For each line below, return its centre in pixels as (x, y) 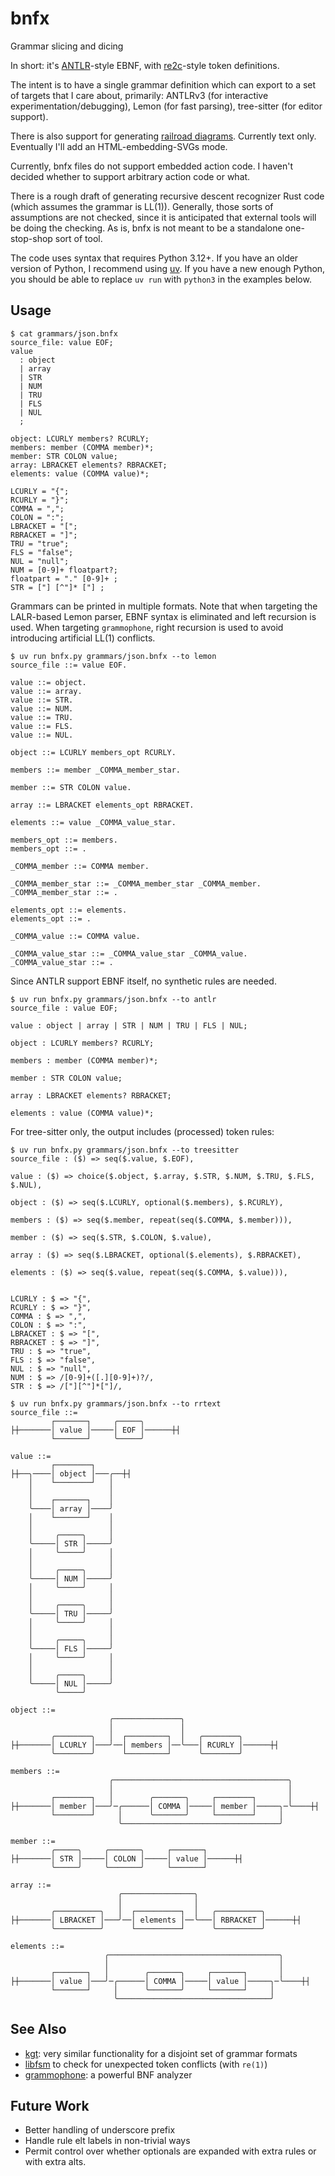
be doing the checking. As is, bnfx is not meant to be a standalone (146, 228)
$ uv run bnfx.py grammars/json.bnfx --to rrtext (116, 1403)
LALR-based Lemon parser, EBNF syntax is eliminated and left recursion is (163, 616)
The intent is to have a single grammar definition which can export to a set (163, 84)
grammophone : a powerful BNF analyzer (108, 2074)
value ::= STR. (42, 700)
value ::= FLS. (42, 726)
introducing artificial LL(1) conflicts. (83, 638)
